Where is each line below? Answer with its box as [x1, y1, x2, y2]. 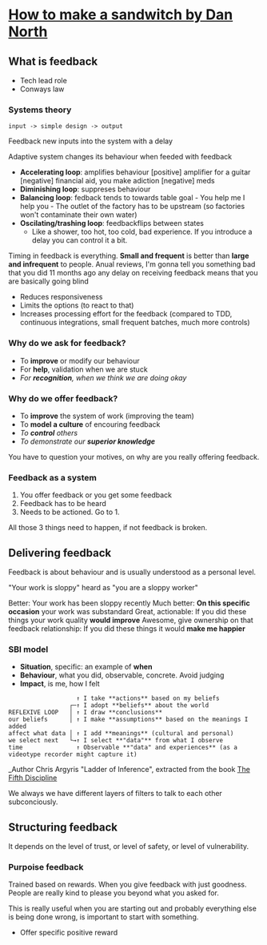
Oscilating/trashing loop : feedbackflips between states [19, 219, 204, 228]
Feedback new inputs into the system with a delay [8, 136, 173, 146]
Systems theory [8, 104, 72, 115]
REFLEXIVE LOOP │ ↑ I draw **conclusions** [8, 709, 162, 717]
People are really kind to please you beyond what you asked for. [8, 888, 220, 898]
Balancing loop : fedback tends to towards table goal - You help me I [19, 193, 245, 203]
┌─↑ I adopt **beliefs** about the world [69, 702, 209, 710]
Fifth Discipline [8, 773, 58, 782]
